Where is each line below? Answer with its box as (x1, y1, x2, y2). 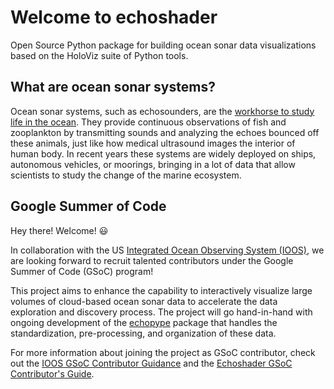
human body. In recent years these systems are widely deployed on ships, (10, 147, 317, 160)
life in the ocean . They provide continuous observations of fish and (10, 116, 287, 128)
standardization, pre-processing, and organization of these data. (10, 327, 277, 339)
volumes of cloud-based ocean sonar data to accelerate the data (10, 295, 278, 307)
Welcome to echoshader (10, 6, 218, 29)
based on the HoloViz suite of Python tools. (10, 49, 189, 61)
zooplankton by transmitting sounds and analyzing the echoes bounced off (10, 126, 320, 138)
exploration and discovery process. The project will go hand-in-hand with (10, 306, 313, 318)
